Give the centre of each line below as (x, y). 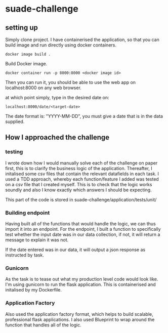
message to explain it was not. (37, 240)
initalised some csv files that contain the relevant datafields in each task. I (82, 174)
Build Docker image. (26, 64)
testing (14, 152)
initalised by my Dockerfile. (34, 290)
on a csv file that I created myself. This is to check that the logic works (79, 184)
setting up (22, 28)
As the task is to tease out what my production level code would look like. (82, 279)
